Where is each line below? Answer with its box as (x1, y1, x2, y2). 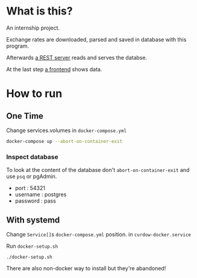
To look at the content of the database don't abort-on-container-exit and (6, 166, 190, 174)
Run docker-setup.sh (6, 242, 58, 250)
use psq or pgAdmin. (6, 173, 57, 180)
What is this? (6, 4, 73, 18)
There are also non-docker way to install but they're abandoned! (6, 264, 166, 272)
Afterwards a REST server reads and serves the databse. (6, 54, 148, 61)
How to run (6, 87, 63, 101)
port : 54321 (14, 185, 45, 192)
